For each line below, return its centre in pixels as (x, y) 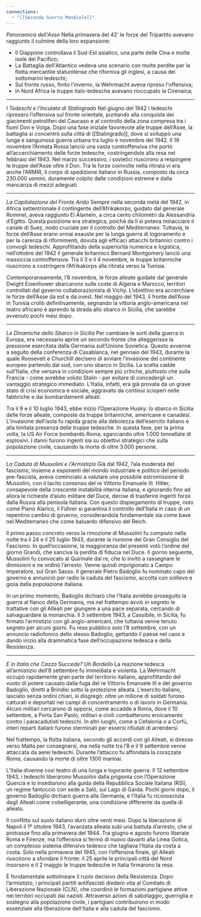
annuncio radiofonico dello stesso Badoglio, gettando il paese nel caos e (96, 634)
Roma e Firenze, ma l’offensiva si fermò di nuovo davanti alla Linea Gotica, (98, 839)
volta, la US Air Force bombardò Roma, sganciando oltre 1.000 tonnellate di (99, 434)
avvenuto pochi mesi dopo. (40, 315)
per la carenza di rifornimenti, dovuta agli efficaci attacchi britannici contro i (100, 240)
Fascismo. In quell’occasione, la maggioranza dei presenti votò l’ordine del (98, 546)
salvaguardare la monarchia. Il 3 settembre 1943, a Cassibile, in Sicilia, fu (96, 615)
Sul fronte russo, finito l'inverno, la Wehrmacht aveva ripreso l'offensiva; (104, 84)
